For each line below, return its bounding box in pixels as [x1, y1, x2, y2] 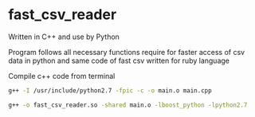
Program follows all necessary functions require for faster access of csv [8, 47, 245, 57]
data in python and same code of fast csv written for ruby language [8, 56, 229, 65]
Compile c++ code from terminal [8, 71, 116, 80]
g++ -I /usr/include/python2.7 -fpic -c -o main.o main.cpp [8, 86, 213, 95]
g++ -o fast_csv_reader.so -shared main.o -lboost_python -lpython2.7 [8, 101, 248, 109]
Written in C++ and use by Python [8, 32, 120, 41]
